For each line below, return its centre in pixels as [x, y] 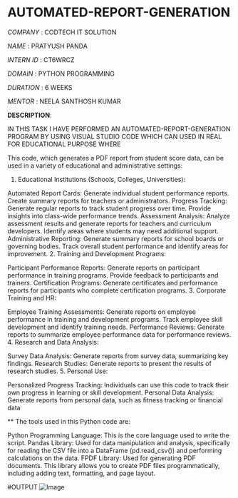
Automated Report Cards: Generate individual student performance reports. [118, 193]
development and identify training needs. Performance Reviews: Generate [116, 327]
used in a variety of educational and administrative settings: [95, 166]
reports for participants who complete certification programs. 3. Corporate [117, 290]
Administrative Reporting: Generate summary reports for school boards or [116, 238]
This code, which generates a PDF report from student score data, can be [116, 158]
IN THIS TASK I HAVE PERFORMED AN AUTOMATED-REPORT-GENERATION [119, 128]
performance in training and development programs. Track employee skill [115, 319]
